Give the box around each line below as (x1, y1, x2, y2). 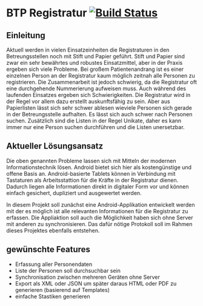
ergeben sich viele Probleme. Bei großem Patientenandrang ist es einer (6, 65, 184, 73)
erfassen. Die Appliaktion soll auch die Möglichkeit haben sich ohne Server (6, 214, 193, 221)
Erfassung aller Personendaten (15, 261, 93, 268)
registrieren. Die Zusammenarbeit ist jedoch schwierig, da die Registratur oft (6, 79, 197, 85)
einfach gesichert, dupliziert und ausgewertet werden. (6, 189, 142, 196)
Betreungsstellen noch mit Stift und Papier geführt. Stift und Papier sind (6, 53, 185, 60)
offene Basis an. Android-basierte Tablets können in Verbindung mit (6, 170, 176, 177)
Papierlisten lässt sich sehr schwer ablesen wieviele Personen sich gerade (6, 104, 192, 111)
